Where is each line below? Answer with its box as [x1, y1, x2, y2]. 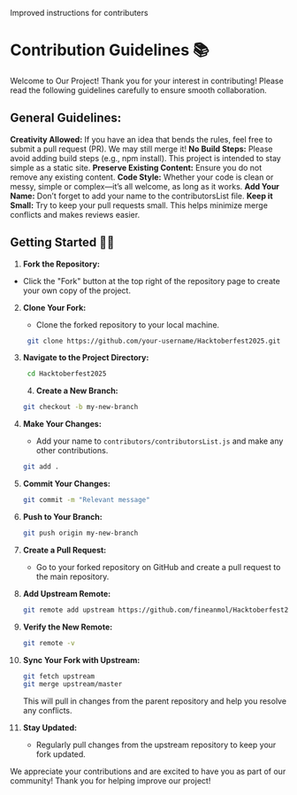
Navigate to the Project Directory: [22, 352, 149, 363]
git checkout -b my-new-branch [22, 403, 139, 412]
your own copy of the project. [22, 285, 132, 296]
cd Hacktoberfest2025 [27, 369, 107, 379]
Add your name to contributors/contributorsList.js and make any [35, 436, 284, 446]
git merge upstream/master [22, 680, 123, 689]
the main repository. [35, 571, 110, 582]
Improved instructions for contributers [10, 8, 148, 18]
